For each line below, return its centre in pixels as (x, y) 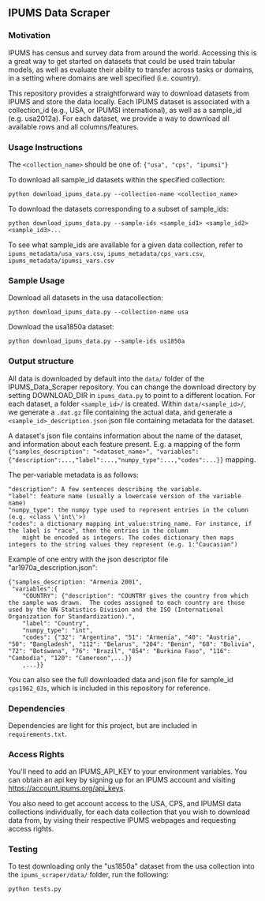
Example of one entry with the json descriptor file (88, 559)
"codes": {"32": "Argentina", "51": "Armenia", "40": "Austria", (132, 637)
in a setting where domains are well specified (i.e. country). (105, 77)
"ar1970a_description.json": (53, 567)
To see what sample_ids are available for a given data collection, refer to (125, 245)
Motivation (30, 36)
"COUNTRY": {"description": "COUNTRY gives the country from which (135, 595)
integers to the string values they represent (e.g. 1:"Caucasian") (123, 544)
